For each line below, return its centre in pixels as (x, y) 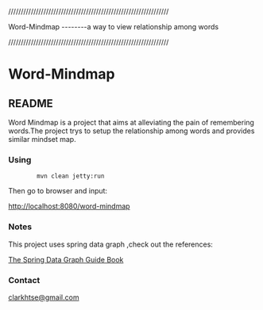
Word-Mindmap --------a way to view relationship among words (114, 27)
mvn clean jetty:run (71, 176)
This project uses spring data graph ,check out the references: (110, 244)
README (31, 103)
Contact (24, 280)
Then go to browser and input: (58, 191)
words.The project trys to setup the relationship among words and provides (131, 131)
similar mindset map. (43, 139)
